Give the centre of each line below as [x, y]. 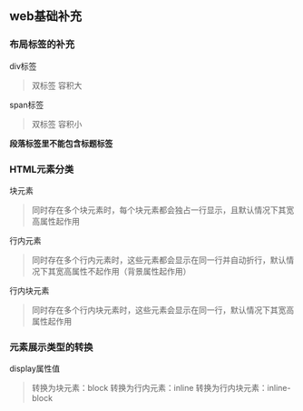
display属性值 [35, 369]
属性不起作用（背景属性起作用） [131, 271]
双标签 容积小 [57, 124]
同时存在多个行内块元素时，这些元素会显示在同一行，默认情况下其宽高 [163, 310]
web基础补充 [46, 16]
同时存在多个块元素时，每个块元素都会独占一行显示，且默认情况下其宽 [163, 210]
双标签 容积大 [57, 85]
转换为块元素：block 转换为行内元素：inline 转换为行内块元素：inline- [161, 388]
